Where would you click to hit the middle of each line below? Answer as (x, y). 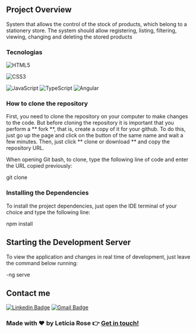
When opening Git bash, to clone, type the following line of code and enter (97, 159)
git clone (17, 177)
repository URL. (25, 148)
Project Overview (39, 10)
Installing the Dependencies (48, 193)
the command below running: (42, 263)
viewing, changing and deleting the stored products (69, 37)
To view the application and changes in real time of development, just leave (98, 257)
